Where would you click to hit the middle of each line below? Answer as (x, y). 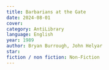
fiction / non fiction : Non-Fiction (53, 57)
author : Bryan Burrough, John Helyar (55, 46)
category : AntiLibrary (35, 29)
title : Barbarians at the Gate (46, 12)
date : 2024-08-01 (28, 18)
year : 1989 (20, 40)
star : (13, 52)
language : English (30, 35)
